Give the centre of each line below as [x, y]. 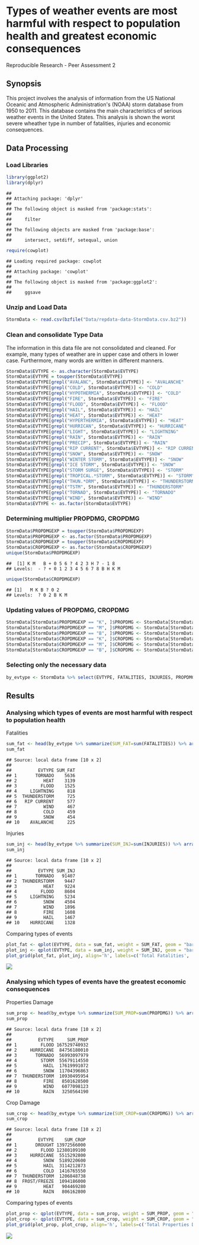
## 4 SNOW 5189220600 [46, 1161]
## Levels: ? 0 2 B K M [37, 595]
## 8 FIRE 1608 [41, 912]
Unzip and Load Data [37, 307]
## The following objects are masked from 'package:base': [81, 230]
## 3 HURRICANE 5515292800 [46, 1155]
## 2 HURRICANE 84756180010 [47, 1050]
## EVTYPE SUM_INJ [41, 871]
